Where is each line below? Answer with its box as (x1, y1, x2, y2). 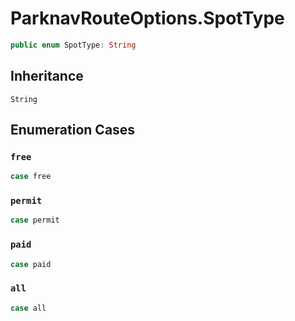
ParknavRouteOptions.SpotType (10, 7, 285, 30)
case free (10, 172, 52, 182)
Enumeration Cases (10, 122, 136, 139)
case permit (10, 215, 60, 226)
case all (10, 303, 47, 313)
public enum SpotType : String (10, 40, 137, 50)
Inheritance (10, 68, 84, 85)
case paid (10, 259, 52, 269)
